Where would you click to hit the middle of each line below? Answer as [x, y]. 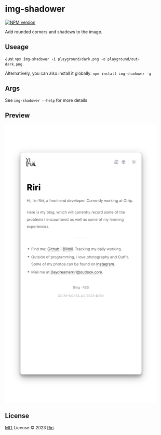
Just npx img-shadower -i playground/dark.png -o [55, 59]
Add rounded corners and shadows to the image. [54, 32]
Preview [18, 115]
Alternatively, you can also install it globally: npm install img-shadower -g [78, 73]
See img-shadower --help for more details [46, 100]
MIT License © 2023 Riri [29, 427]
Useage [17, 47]
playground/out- [124, 59]
